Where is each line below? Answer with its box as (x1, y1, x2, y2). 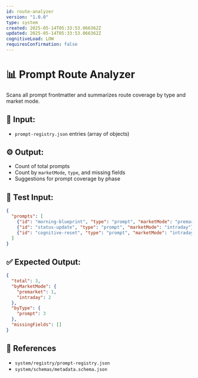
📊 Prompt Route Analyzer (6, 68, 136, 81)
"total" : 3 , (11, 278, 41, 284)
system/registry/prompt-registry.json (14, 360, 110, 366)
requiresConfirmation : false (6, 42, 78, 48)
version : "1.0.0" (6, 14, 49, 20)
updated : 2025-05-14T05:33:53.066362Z (6, 31, 101, 36)
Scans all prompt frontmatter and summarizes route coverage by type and (6, 91, 186, 98)
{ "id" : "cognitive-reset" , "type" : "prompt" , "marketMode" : (16, 230, 167, 236)
